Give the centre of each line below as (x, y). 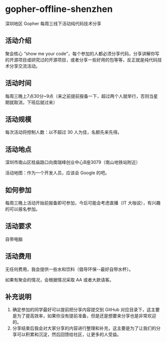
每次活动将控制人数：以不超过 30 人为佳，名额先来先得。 (64, 132)
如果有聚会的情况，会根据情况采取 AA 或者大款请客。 (60, 279)
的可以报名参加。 (23, 209)
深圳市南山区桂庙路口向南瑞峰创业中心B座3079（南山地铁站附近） (73, 162)
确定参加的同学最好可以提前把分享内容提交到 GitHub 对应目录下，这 (82, 310)
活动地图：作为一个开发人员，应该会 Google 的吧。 (57, 173)
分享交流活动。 (25, 66)
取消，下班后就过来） (36, 102)
